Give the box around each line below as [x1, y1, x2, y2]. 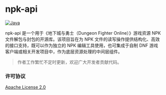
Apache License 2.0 [5, 84, 46, 90]
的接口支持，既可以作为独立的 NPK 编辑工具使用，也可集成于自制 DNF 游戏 [5, 42, 159, 48]
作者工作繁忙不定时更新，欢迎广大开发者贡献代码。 [17, 59, 122, 65]
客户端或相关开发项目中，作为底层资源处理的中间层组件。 [5, 48, 122, 54]
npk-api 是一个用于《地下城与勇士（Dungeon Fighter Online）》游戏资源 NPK [5, 30, 161, 36]
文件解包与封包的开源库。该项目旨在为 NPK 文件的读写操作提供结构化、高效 [5, 36, 160, 42]
